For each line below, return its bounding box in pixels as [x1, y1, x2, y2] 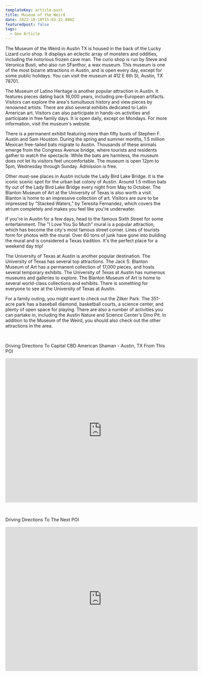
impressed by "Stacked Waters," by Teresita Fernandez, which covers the [5, 200, 161, 207]
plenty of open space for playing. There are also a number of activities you [5, 306, 163, 313]
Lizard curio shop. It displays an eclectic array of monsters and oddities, [5, 51, 158, 57]
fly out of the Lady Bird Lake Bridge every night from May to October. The [5, 184, 161, 190]
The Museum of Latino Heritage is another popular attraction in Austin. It [5, 88, 158, 94]
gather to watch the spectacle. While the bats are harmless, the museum [5, 152, 159, 158]
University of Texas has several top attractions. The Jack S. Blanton [5, 258, 148, 264]
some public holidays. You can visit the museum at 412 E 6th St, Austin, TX [5, 73, 163, 78]
